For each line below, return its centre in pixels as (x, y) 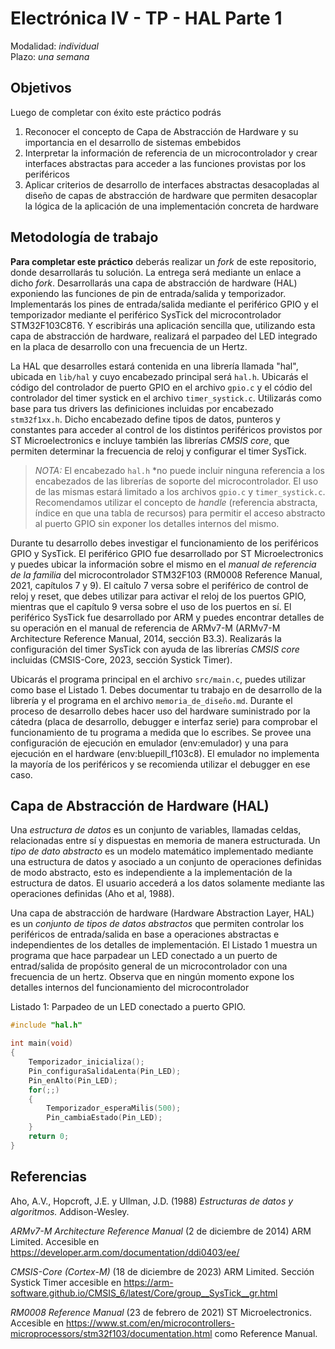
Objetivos (41, 88)
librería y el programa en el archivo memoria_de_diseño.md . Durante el (151, 700)
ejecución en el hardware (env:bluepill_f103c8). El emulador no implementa (165, 753)
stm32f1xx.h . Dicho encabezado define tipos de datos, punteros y (145, 419)
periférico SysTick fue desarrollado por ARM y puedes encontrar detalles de (167, 617)
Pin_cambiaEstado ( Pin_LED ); (104, 1118)
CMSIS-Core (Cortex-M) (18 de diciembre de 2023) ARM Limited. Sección (162, 1271)
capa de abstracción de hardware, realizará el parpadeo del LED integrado (164, 336)
